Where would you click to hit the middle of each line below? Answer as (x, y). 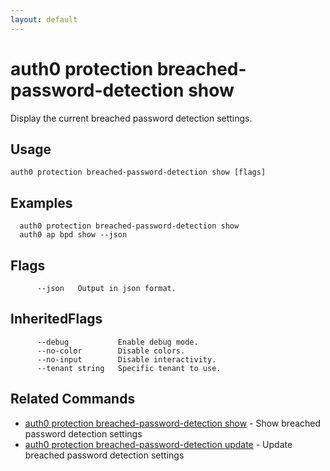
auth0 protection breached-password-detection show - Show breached (173, 423)
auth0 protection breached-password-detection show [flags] (138, 172)
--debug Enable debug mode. (117, 342)
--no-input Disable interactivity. (126, 359)
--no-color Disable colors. (111, 351)
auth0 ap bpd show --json (73, 235)
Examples (41, 202)
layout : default (44, 19)
